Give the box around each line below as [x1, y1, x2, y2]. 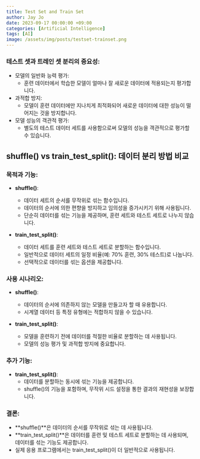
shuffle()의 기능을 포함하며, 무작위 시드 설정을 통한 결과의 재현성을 [23, 385, 179, 392]
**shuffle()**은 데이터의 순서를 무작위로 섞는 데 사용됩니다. [14, 424, 153, 431]
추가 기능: [6, 357, 33, 365]
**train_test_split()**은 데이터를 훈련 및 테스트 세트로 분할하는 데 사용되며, [14, 431, 189, 438]
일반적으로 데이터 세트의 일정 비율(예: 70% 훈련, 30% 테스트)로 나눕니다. [23, 250, 194, 258]
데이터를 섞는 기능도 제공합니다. [14, 439, 88, 446]
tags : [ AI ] [6, 31, 33, 37]
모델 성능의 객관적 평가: [14, 117, 70, 124]
